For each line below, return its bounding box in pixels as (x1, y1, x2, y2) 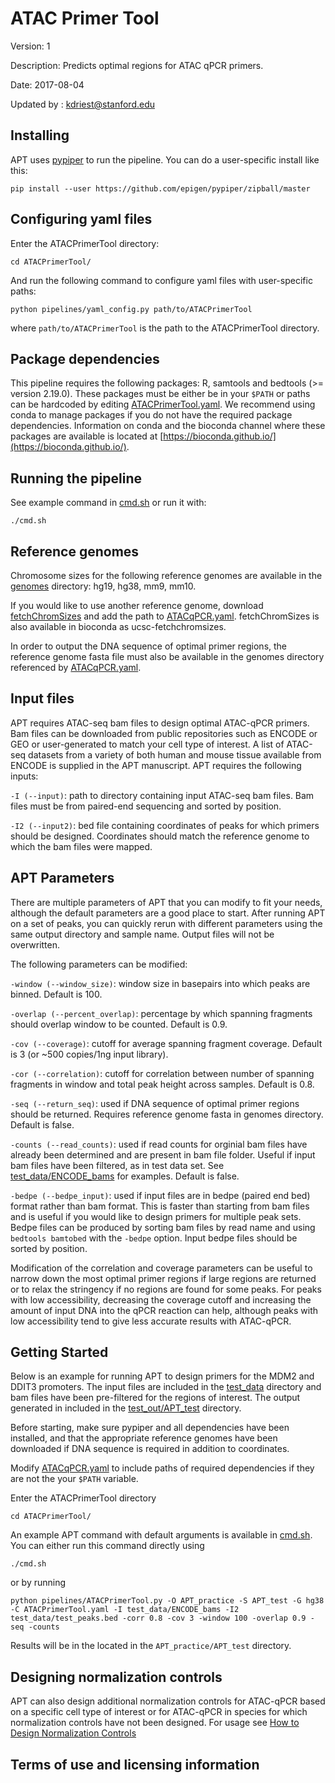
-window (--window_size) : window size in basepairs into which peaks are (10, 977, 311, 989)
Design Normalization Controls (10, 1727, 137, 1739)
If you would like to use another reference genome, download (10, 600, 264, 611)
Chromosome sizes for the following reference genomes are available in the (10, 570, 323, 581)
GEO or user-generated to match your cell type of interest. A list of (10, 738, 285, 750)
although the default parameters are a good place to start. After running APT (10, 907, 326, 919)
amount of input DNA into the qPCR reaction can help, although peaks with (10, 1304, 319, 1316)
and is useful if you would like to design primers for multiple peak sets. (10, 1210, 302, 1222)
